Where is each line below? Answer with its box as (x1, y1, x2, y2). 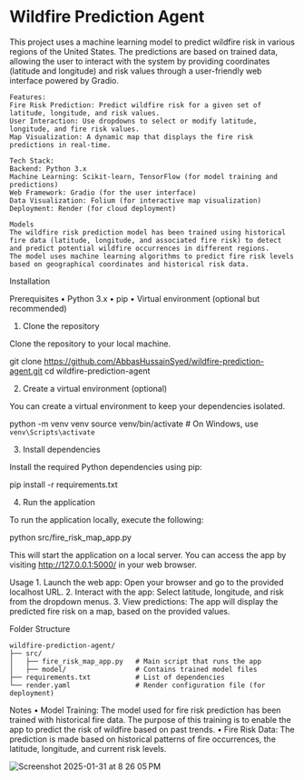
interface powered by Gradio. (9, 75, 120, 85)
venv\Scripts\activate (9, 427, 95, 437)
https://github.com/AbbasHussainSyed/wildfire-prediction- (44, 355, 265, 366)
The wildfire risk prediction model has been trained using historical (9, 227, 286, 237)
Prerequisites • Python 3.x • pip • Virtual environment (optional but (9, 293, 260, 304)
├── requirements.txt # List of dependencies (9, 673, 225, 682)
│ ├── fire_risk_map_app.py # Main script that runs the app (9, 656, 261, 665)
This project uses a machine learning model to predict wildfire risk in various (9, 36, 295, 47)
